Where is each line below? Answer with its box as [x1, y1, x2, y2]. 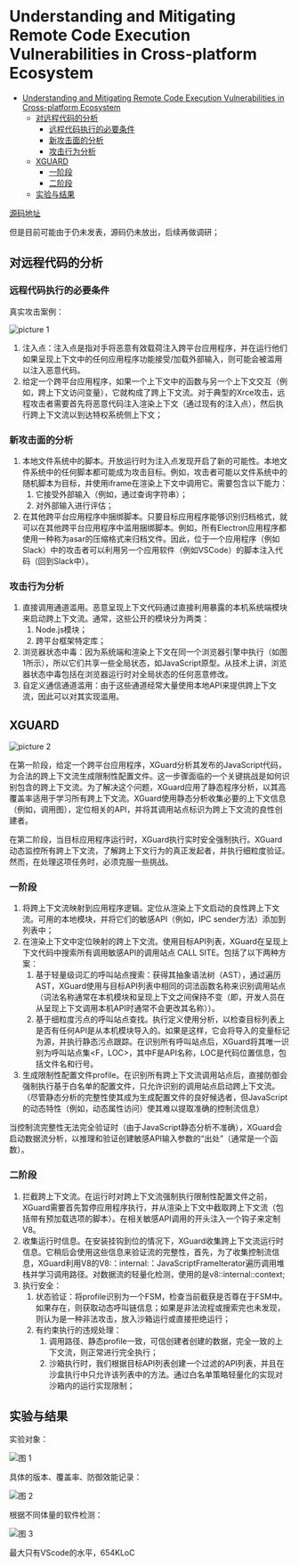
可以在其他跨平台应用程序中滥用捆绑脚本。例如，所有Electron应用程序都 [21, 522, 287, 533]
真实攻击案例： [9, 306, 64, 317]
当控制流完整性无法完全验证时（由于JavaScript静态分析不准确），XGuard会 [9, 1122, 283, 1133]
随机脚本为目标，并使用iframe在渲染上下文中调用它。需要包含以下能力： [21, 477, 287, 488]
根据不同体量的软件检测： [9, 1510, 103, 1521]
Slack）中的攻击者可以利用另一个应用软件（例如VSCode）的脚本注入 [21, 544, 276, 555]
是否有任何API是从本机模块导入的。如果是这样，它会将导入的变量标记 [35, 1025, 290, 1036]
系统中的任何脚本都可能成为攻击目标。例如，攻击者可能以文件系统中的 [29, 466, 287, 477]
